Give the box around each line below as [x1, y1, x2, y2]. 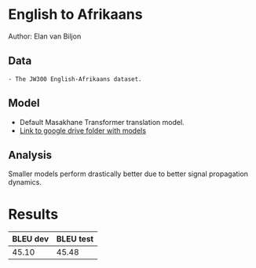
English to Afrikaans [8, 6, 143, 24]
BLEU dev [12, 233, 49, 244]
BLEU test [56, 233, 94, 244]
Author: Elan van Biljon [8, 31, 82, 41]
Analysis [8, 148, 53, 162]
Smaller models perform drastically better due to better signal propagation [8, 169, 249, 178]
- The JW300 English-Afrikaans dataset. [8, 75, 143, 83]
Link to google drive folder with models [19, 126, 147, 135]
